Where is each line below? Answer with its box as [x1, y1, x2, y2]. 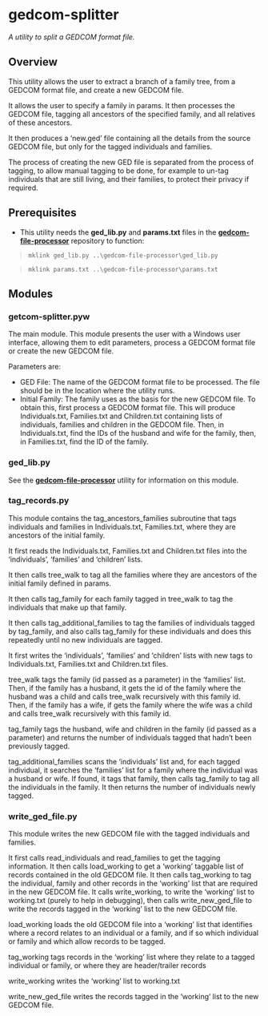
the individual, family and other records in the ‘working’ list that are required [8, 879, 258, 889]
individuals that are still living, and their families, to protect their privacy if [8, 174, 250, 183]
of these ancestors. [8, 118, 73, 127]
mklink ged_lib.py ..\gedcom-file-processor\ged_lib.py [27, 251, 218, 260]
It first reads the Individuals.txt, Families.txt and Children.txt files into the [8, 546, 247, 555]
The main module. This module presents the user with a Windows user [8, 329, 242, 339]
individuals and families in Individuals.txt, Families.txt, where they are [8, 522, 236, 531]
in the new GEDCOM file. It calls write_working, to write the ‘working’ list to [8, 887, 254, 897]
